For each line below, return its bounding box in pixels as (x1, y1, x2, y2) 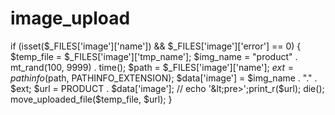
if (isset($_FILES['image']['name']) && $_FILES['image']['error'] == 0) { (10, 40, 302, 52)
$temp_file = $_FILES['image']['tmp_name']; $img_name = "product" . (10, 50, 298, 62)
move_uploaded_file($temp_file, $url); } (10, 93, 173, 105)
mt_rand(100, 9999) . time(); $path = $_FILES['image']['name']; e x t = (10, 61, 295, 73)
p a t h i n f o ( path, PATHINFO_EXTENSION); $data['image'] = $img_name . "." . (10, 72, 318, 84)
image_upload (10, 7, 131, 30)
